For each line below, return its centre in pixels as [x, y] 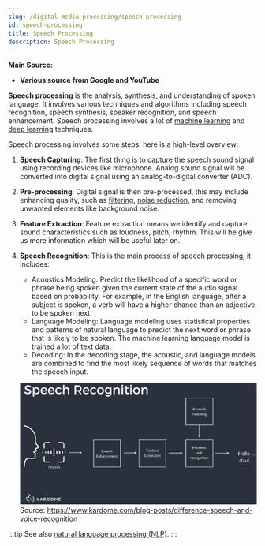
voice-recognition [49, 518]
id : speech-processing [45, 25]
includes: [34, 264]
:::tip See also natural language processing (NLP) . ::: [93, 533]
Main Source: [31, 65]
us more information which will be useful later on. [100, 241]
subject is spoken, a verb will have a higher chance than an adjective [143, 305]
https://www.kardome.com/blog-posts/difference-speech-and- [150, 510]
